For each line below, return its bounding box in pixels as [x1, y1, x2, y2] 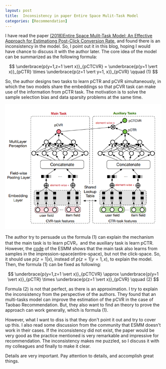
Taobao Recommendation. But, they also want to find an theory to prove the [5, 301, 160, 308]
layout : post [5, 8, 32, 13]
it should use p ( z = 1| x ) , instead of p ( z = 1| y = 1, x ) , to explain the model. [5, 256, 153, 262]
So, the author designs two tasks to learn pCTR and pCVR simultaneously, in [5, 79, 161, 85]
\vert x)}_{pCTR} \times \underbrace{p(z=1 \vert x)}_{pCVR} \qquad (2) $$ [7, 276, 160, 282]
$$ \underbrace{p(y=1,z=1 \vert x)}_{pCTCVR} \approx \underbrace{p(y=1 [8, 271, 159, 277]
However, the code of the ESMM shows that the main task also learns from [5, 245, 158, 251]
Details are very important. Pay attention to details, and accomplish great [5, 353, 154, 359]
